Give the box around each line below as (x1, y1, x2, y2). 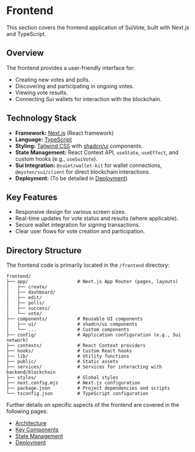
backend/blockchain (6, 369, 56, 375)
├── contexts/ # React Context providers (6, 342, 146, 349)
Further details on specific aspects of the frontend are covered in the (6, 401, 180, 409)
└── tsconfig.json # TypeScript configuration (6, 390, 149, 397)
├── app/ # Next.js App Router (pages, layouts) (6, 278, 179, 285)
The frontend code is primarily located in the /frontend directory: (6, 261, 170, 269)
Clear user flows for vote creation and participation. (15, 228, 145, 235)
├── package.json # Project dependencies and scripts (6, 385, 171, 392)
